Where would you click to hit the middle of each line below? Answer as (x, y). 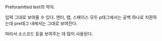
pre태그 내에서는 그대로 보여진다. (46, 23)
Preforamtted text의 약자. (30, 7)
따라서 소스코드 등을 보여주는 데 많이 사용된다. (49, 34)
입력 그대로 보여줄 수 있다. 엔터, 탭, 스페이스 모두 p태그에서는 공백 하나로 (75, 18)
